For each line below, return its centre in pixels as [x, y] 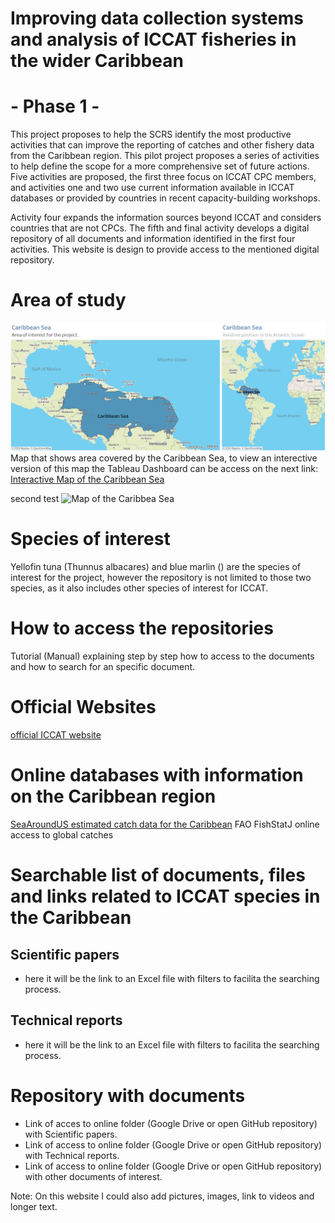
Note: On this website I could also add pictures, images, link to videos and [162, 1196]
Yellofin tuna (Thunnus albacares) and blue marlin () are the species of [156, 567]
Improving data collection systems [157, 18]
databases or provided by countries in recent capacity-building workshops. [165, 198]
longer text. [34, 1206]
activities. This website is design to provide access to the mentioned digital [165, 249]
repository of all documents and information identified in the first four [153, 239]
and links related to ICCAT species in [165, 896]
